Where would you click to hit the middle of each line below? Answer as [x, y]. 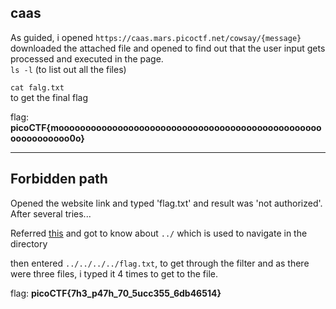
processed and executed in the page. [87, 58]
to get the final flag [49, 97]
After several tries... [51, 213]
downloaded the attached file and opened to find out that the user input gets [168, 48]
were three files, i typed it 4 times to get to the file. [114, 273]
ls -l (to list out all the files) [68, 69]
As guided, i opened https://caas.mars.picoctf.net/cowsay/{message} [156, 37]
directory [29, 243]
